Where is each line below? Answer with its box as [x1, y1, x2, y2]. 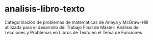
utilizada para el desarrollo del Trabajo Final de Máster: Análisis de [4, 24, 139, 30]
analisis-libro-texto [4, 3, 85, 14]
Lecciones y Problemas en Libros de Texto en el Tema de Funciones [4, 29, 143, 35]
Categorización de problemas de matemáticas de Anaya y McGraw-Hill [4, 19, 148, 25]
